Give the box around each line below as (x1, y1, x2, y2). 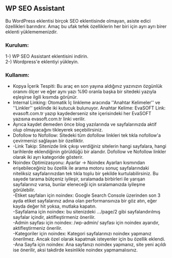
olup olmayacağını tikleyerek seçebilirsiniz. (12, 127, 103, 133)
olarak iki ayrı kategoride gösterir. (12, 154, 83, 160)
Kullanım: (5, 71, 30, 79)
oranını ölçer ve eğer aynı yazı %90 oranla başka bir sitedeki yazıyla (12, 88, 157, 95)
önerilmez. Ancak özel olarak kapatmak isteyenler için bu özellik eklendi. (12, 236, 165, 242)
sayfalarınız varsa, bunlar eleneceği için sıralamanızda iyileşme (12, 181, 145, 188)
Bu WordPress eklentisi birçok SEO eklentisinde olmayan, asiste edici (5, 17, 151, 24)
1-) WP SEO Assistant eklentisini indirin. (5, 53, 89, 60)
